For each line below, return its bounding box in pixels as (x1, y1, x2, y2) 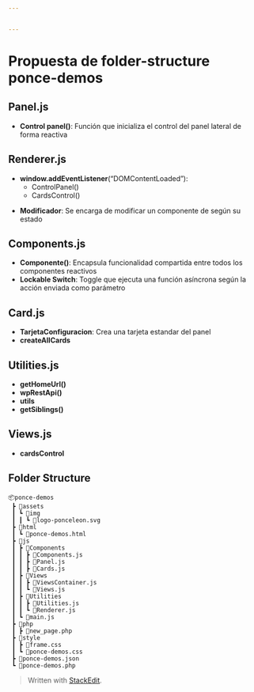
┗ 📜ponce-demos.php (11, 661, 77, 669)
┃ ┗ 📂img (11, 509, 41, 517)
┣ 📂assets (11, 502, 44, 510)
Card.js (8, 306, 45, 320)
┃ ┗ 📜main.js (11, 613, 55, 621)
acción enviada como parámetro (19, 283, 126, 293)
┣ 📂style (11, 633, 41, 641)
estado (19, 214, 43, 224)
